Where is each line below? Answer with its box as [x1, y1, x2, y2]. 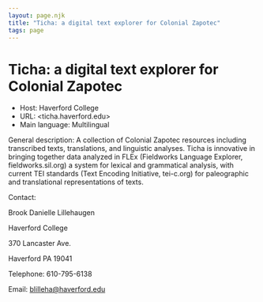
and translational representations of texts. [8, 177, 144, 187]
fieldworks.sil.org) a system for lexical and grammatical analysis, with [8, 160, 235, 170]
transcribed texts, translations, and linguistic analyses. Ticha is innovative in [8, 144, 255, 153]
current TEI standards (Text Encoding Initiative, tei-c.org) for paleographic [8, 169, 249, 179]
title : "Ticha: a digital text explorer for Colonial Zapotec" [8, 19, 221, 27]
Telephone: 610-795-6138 [8, 270, 92, 279]
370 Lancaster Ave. [8, 239, 71, 248]
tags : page [8, 26, 44, 34]
